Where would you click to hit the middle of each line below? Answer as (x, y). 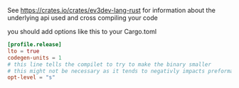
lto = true (23, 51)
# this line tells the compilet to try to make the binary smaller (110, 64)
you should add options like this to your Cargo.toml (82, 32)
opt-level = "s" (31, 77)
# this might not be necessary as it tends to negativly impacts (106, 71)
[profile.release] (34, 45)
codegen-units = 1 (34, 57)
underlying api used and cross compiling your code (83, 18)
